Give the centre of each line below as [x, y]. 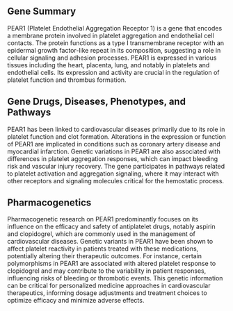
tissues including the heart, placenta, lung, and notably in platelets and [109, 65]
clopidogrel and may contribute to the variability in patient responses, [107, 271]
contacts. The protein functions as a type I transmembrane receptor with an [116, 43]
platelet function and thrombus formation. [67, 80]
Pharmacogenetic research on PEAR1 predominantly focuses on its [103, 219]
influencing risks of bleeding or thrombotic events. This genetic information [115, 278]
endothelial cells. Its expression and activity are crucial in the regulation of [114, 72]
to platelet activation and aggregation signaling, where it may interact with [113, 174]
